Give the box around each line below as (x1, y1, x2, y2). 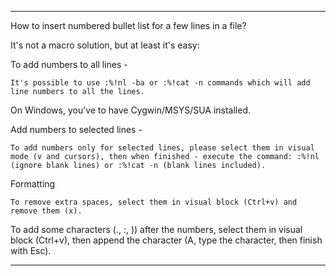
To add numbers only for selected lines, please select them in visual (10, 143, 315, 153)
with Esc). (10, 245, 52, 256)
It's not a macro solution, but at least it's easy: (10, 39, 200, 51)
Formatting (10, 178, 56, 190)
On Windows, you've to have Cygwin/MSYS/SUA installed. (10, 104, 252, 116)
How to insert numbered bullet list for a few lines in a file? (10, 20, 247, 31)
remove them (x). (10, 206, 83, 216)
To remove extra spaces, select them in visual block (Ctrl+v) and (10, 197, 298, 207)
